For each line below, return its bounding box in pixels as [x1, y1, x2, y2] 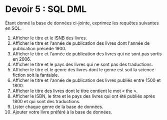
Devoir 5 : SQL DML [5, 3, 87, 15]
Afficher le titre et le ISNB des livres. [12, 35, 87, 41]
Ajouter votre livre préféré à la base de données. [12, 109, 112, 115]
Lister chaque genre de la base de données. [12, 104, 103, 110]
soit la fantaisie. [26, 72, 59, 78]
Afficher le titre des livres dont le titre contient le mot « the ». [12, 88, 138, 94]
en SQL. [5, 25, 22, 31]
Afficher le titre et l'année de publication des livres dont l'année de [12, 40, 150, 46]
